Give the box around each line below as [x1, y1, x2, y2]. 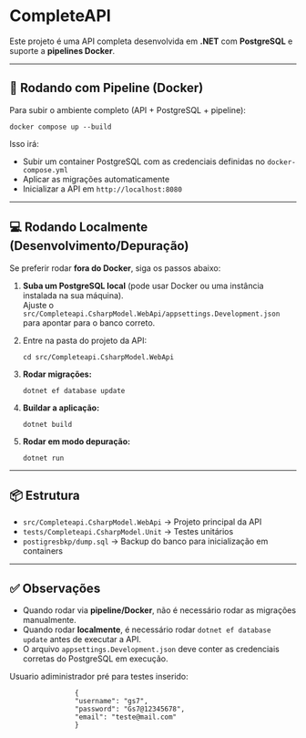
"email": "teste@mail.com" [74, 712, 178, 722]
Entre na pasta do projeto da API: [22, 335, 148, 346]
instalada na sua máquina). [22, 289, 125, 301]
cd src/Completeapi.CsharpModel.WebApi [22, 352, 175, 361]
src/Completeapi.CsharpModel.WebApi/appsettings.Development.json [22, 309, 280, 318]
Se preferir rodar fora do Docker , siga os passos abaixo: [9, 262, 221, 274]
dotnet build [22, 420, 73, 429]
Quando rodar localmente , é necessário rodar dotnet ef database [22, 624, 271, 635]
